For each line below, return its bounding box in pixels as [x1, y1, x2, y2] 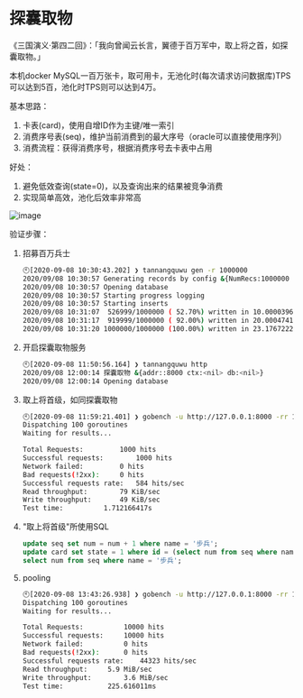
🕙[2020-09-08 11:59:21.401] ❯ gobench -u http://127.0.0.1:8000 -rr [22, 412, 289, 421]
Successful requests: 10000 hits [22, 631, 165, 640]
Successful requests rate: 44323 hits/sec [22, 656, 197, 666]
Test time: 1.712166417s [22, 504, 152, 513]
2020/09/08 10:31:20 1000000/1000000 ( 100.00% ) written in [22, 325, 250, 334]
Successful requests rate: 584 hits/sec [22, 479, 185, 488]
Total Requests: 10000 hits [22, 623, 165, 632]
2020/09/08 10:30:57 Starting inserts [22, 299, 169, 308]
